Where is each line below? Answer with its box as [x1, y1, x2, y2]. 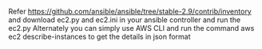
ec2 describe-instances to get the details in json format [8, 32, 191, 41]
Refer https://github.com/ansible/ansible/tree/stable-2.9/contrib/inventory [8, 7, 252, 16]
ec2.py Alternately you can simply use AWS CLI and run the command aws [8, 24, 255, 32]
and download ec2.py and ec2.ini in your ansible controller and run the [8, 15, 241, 24]
